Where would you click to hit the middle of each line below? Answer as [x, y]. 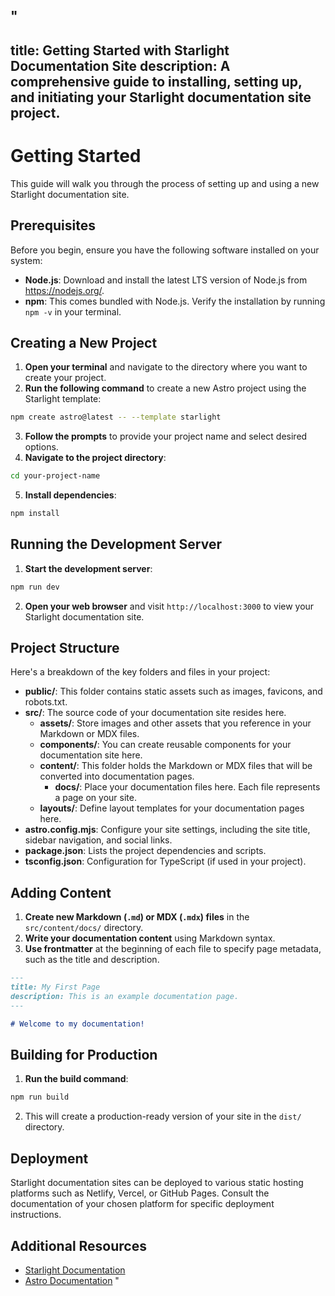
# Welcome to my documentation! [77, 1024]
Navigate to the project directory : [95, 458]
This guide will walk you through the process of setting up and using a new [165, 183]
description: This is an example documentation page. [125, 997]
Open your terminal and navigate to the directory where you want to [166, 367]
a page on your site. [95, 798]
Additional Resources [78, 1245]
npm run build [40, 1097]
